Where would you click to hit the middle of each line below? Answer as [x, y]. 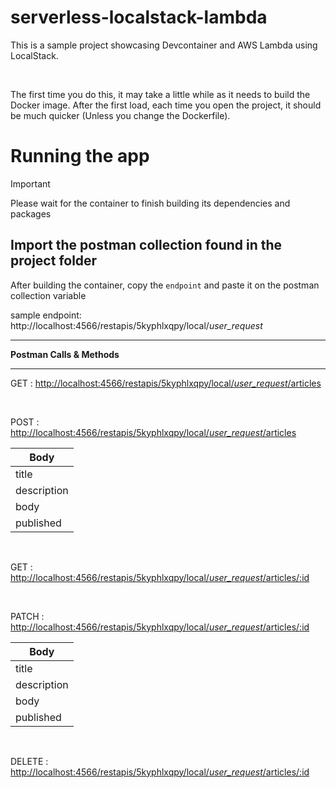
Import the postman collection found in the [146, 245]
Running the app [80, 156]
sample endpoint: [46, 315]
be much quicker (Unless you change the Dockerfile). [120, 115]
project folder [54, 261]
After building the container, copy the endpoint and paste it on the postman [165, 285]
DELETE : [29, 761]
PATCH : [27, 616]
